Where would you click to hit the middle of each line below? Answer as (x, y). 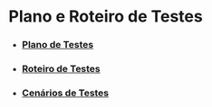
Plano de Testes (58, 45)
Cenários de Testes (65, 93)
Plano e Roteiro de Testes (106, 17)
